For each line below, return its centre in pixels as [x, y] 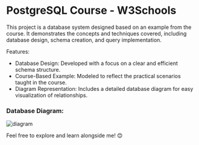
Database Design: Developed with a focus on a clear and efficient [96, 63]
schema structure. [38, 69]
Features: [18, 51]
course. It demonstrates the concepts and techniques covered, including [96, 33]
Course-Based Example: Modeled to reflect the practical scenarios [98, 76]
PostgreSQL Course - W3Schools [91, 11]
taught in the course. [41, 82]
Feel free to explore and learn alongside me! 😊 [65, 135]
